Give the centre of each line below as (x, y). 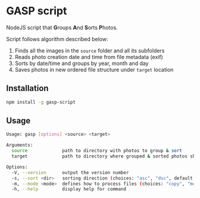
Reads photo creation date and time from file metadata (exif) (89, 57)
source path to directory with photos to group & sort (97, 151)
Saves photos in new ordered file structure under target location (94, 69)
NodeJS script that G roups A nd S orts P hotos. (62, 27)
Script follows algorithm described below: (57, 39)
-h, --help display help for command (69, 189)
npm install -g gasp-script (41, 102)
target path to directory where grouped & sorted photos (99, 156)
